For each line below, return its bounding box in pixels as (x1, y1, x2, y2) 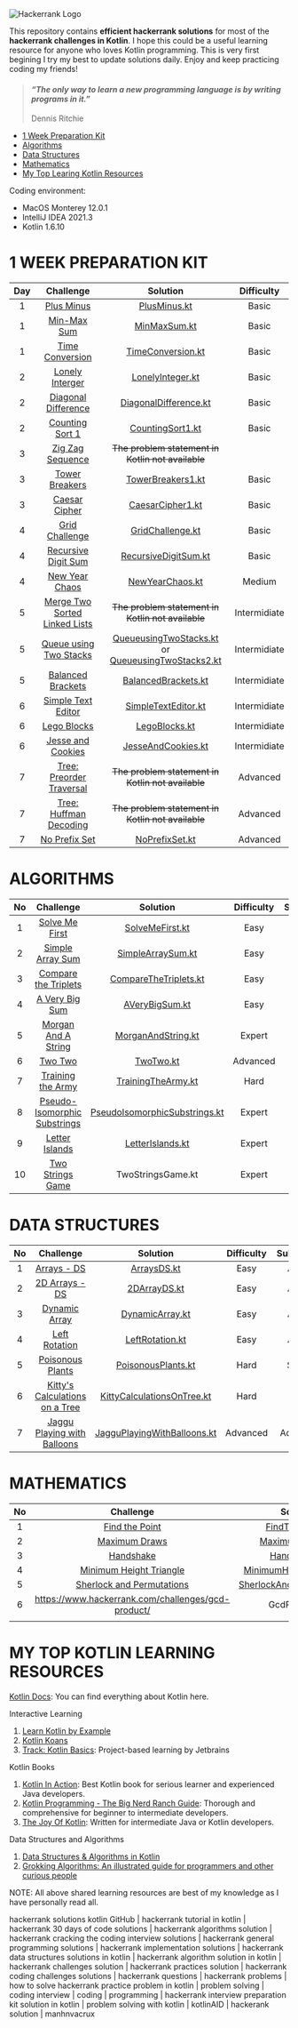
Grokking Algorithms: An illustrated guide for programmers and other (21, 1860, 274, 1871)
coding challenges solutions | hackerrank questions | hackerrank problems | (9, 1970, 287, 1981)
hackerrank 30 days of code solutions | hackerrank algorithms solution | (9, 1923, 272, 1934)
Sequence (46, 453, 90, 466)
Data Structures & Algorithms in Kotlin (21, 1851, 161, 1862)
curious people (21, 1870, 78, 1880)
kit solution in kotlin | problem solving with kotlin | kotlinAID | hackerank (9, 1999, 270, 2009)
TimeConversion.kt (126, 346, 206, 358)
